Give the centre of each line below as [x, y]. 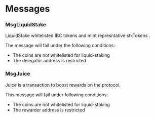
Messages [28, 9]
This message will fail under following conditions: [56, 95]
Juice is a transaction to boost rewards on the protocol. [63, 85]
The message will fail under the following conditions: [60, 46]
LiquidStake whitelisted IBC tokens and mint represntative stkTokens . [78, 35]
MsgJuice [18, 74]
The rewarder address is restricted [49, 110]
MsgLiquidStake [26, 25]
